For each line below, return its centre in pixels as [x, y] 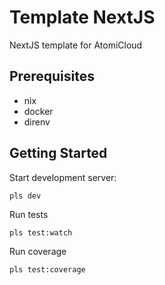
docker [38, 111]
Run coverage [38, 251]
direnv [37, 122]
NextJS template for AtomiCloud [76, 45]
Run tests [29, 214]
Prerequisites [52, 76]
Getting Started [58, 153]
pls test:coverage [47, 269]
